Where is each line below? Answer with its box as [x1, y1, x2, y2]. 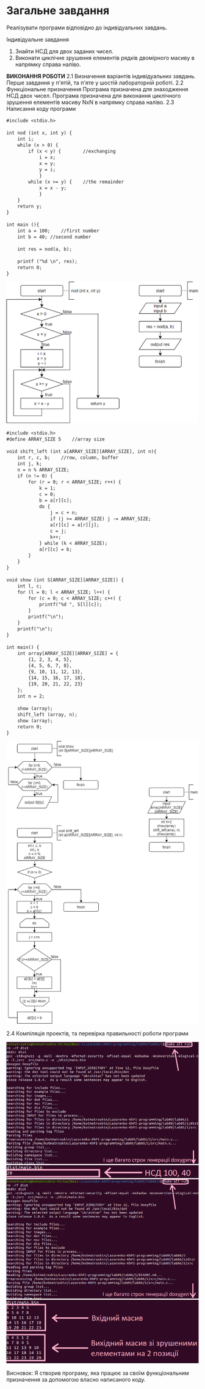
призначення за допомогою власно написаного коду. [6, 1376, 146, 1383]
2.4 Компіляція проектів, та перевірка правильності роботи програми [6, 1029, 189, 1037]
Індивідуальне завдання [6, 35, 69, 43]
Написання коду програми [6, 105, 76, 112]
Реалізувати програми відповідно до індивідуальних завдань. [6, 24, 168, 31]
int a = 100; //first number [17, 228, 99, 234]
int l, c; [17, 583, 43, 589]
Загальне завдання [6, 4, 110, 18]
